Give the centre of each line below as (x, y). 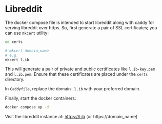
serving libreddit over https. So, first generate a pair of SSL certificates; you (81, 27)
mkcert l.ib (17, 60)
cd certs (14, 42)
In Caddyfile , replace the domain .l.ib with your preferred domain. (73, 89)
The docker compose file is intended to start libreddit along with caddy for (80, 22)
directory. (15, 80)
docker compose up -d (27, 107)
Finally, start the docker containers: (41, 98)
